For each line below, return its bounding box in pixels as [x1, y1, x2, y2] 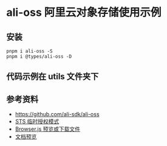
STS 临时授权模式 [15, 118, 60, 125]
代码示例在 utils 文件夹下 [6, 71, 99, 82]
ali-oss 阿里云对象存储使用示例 [6, 5, 162, 19]
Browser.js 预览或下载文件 [15, 125, 81, 133]
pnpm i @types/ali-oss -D [6, 54, 72, 60]
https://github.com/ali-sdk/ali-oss [15, 111, 100, 118]
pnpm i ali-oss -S [6, 48, 53, 54]
